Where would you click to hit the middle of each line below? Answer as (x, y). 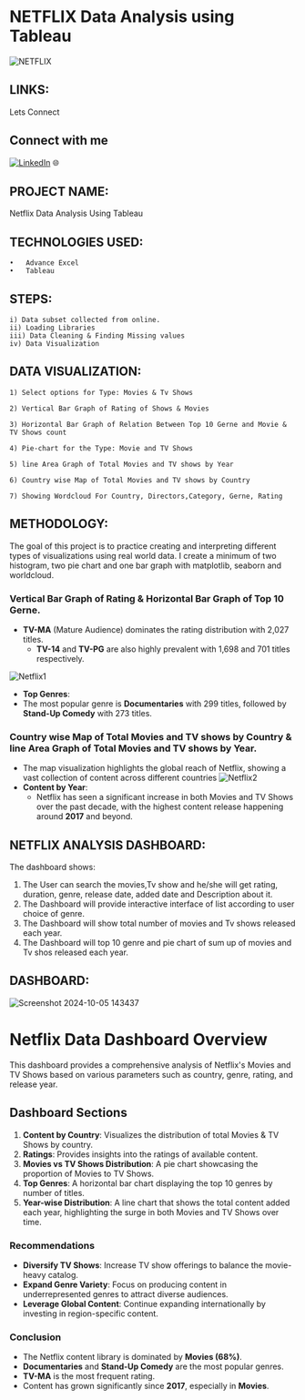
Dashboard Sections (68, 1113)
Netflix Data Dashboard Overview (139, 1040)
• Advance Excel (44, 263)
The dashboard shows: (52, 867)
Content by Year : (55, 787)
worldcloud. (32, 574)
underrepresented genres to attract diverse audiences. (126, 1293)
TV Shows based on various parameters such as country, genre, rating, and (151, 1074)
